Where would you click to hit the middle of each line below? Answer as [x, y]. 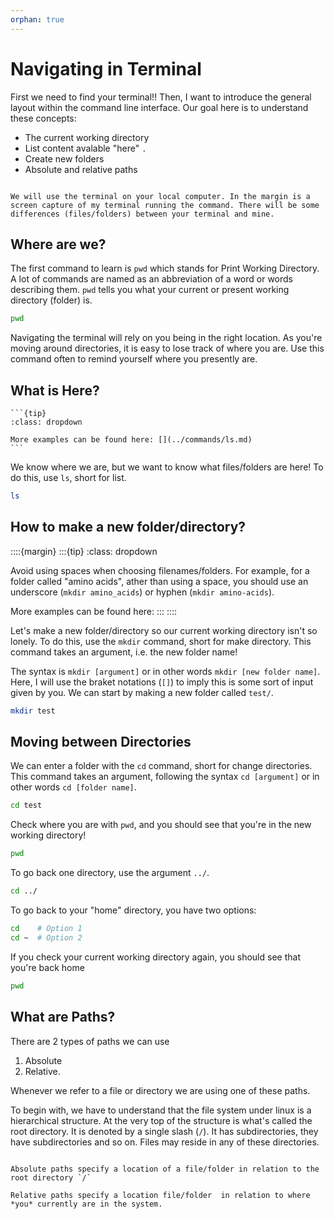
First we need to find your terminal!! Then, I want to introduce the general [161, 97]
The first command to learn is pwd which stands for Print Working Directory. [165, 268]
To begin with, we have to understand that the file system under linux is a [161, 1110]
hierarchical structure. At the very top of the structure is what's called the [161, 1120]
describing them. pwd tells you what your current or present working [150, 290]
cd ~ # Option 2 [46, 937]
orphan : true [37, 19]
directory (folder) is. [51, 300]
